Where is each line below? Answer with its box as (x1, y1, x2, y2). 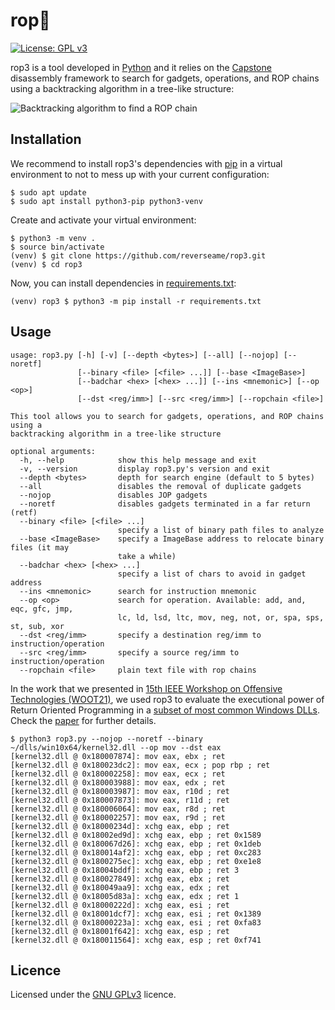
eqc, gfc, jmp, (10, 604, 74, 614)
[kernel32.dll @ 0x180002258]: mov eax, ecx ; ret (10, 769, 226, 779)
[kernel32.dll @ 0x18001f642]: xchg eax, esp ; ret (10, 926, 230, 936)
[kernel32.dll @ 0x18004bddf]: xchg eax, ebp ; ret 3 (10, 865, 240, 875)
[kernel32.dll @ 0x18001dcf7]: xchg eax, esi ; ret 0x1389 (10, 909, 262, 919)
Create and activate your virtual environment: (10, 214, 197, 226)
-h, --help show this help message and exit (19, 455, 257, 465)
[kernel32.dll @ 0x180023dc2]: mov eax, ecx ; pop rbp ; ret (10, 760, 271, 770)
